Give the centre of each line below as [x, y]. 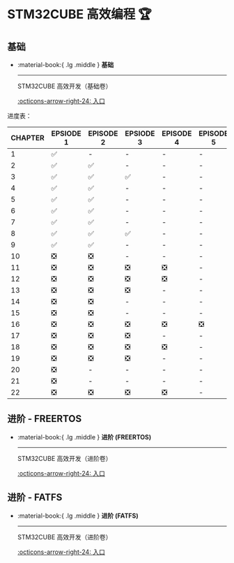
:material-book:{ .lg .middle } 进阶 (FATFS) [78, 516]
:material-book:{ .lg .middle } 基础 [65, 65]
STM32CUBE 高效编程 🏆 [79, 14]
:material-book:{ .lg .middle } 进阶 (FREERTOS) [84, 437]
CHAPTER [28, 138]
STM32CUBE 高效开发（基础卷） [64, 86]
